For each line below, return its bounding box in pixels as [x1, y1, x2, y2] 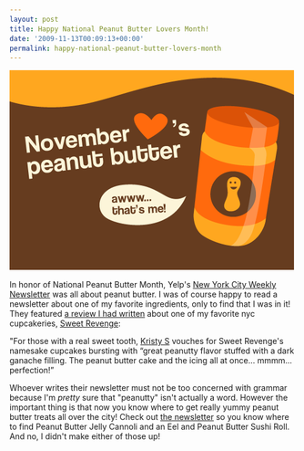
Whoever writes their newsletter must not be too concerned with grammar [9, 383, 288, 393]
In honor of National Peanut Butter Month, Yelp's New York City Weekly [9, 279, 277, 290]
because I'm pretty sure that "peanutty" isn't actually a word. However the [9, 393, 289, 404]
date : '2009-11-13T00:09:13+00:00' [9, 34, 145, 43]
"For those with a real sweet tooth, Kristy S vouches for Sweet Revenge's [9, 336, 284, 347]
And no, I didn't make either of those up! [9, 431, 161, 442]
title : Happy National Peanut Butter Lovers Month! [9, 24, 209, 34]
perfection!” [9, 365, 55, 376]
